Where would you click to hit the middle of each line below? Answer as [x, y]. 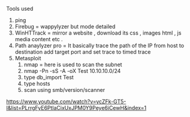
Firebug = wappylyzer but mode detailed [65, 27]
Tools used [20, 9]
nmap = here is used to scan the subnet [73, 64]
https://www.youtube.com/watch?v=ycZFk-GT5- [66, 101]
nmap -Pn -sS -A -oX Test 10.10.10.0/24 [72, 71]
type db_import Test [49, 77]
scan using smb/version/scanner [64, 90]
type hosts [37, 84]
